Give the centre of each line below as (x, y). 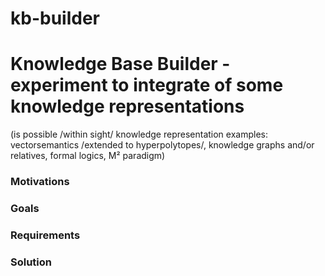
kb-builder (55, 18)
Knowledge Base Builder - (120, 64)
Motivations (40, 182)
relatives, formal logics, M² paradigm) (88, 156)
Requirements (45, 235)
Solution (31, 262)
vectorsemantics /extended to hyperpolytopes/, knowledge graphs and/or (162, 145)
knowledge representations (127, 106)
